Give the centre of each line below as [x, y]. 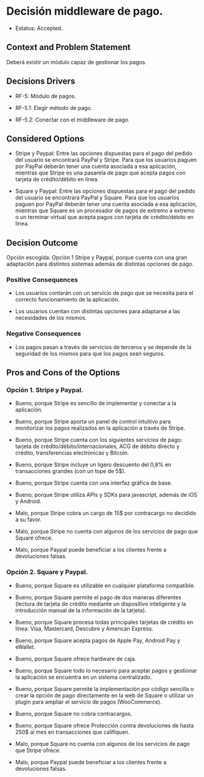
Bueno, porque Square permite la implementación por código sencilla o [104, 688]
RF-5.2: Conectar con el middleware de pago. [72, 120]
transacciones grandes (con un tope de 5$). [70, 471]
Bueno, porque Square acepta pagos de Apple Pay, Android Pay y [98, 640]
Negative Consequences [44, 334]
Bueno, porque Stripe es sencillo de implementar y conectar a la [96, 403]
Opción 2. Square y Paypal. [47, 572]
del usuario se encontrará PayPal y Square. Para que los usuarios [97, 198]
